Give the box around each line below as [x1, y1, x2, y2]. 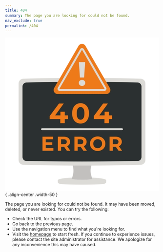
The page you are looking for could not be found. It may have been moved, [5, 201, 156, 207]
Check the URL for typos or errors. [12, 216, 82, 222]
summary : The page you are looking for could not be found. [5, 13, 130, 18]
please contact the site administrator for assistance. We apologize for [12, 236, 152, 242]
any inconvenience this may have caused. [12, 242, 97, 248]
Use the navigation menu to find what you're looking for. [12, 226, 125, 232]
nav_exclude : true [5, 18, 42, 23]
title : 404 [5, 8, 27, 13]
